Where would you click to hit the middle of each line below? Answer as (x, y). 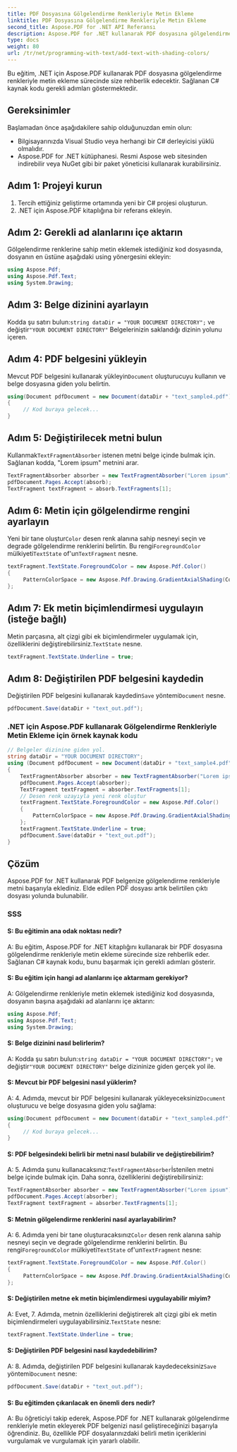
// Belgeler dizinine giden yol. (56, 750)
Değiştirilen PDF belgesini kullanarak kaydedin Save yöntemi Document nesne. (116, 696)
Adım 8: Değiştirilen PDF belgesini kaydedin (105, 678)
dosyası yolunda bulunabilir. (48, 896)
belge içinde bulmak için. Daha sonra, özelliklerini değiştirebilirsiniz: (105, 1177)
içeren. (18, 337)
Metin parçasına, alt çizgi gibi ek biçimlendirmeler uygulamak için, (103, 636)
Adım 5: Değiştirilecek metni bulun (85, 438)
